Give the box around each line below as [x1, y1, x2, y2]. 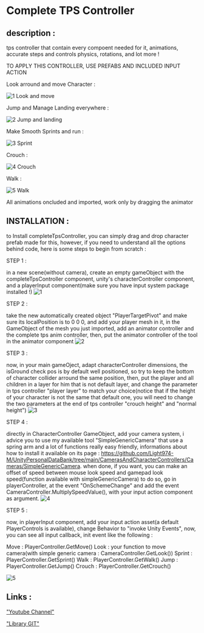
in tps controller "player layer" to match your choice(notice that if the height [6, 387, 195, 394]
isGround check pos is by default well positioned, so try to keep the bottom [6, 368, 194, 375]
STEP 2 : [6, 299, 28, 307]
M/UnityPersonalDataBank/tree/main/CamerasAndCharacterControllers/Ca [6, 456, 194, 463]
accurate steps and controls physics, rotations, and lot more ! [6, 51, 160, 58]
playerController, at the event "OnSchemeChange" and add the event [6, 481, 179, 489]
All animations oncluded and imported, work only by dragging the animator [6, 198, 193, 206]
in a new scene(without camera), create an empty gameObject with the [6, 268, 184, 276]
